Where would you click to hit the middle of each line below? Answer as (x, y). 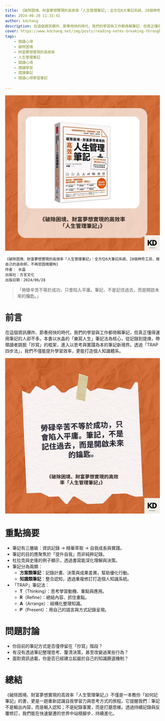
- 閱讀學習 (24, 68)
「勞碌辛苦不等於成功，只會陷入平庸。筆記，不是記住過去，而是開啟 (86, 290)
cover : (12, 31)
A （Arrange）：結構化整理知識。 (52, 603)
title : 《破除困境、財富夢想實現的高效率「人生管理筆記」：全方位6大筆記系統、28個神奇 (83, 10)
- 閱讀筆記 (24, 73)
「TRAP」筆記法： (31, 585)
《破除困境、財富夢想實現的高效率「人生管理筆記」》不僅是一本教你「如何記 (82, 695)
